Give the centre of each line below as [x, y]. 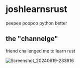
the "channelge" [32, 39]
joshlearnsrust [37, 9]
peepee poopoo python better [37, 23]
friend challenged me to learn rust [40, 50]
